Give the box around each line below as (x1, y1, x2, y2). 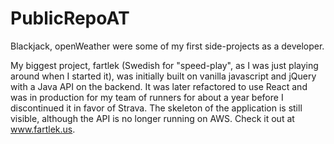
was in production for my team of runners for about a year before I (10, 91, 284, 103)
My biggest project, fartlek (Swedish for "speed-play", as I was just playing (10, 59, 319, 71)
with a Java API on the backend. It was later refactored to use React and (10, 80, 308, 92)
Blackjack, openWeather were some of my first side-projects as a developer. (10, 40, 325, 52)
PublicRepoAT (10, 7, 130, 30)
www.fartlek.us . (10, 123, 76, 135)
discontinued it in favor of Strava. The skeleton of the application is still (10, 102, 303, 114)
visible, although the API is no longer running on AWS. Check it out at (10, 112, 295, 124)
